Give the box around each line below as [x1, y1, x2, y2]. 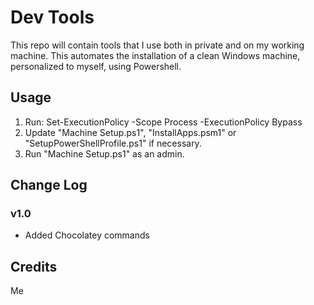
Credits [10, 258, 58, 275]
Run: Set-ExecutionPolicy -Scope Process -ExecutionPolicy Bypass [24, 116, 303, 128]
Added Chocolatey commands [24, 229, 150, 241]
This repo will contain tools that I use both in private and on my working [10, 39, 305, 51]
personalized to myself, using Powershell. [10, 60, 182, 72]
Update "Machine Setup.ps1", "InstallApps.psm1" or [24, 126, 237, 138]
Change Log [10, 177, 88, 194]
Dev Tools [10, 6, 95, 29]
